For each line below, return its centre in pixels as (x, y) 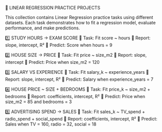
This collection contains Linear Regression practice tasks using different (79, 17)
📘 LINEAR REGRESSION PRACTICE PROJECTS (53, 8)
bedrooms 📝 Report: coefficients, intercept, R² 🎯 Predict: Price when (75, 96)
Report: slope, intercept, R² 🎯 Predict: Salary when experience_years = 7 (79, 79)
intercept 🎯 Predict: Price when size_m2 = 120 (52, 62)
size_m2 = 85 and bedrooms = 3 (39, 102)
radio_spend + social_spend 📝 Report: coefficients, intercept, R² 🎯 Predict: (81, 119)
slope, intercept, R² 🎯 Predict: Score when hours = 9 (59, 45)
